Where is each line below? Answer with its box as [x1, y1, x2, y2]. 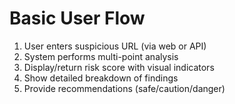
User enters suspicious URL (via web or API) [23, 40, 207, 52]
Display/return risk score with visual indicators [23, 61, 215, 73]
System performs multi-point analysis [23, 50, 179, 62]
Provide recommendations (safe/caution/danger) [23, 82, 226, 94]
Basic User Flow [9, 7, 146, 30]
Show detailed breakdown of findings [23, 72, 179, 84]
